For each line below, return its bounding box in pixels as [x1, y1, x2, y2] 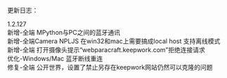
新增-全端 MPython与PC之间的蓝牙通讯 [7, 29, 121, 36]
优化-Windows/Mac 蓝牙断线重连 [7, 54, 103, 63]
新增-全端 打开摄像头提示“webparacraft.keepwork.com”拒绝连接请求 [7, 46, 205, 54]
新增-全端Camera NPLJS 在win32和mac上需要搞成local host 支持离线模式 [7, 37, 221, 45]
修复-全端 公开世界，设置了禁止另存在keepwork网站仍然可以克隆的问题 [7, 63, 213, 71]
